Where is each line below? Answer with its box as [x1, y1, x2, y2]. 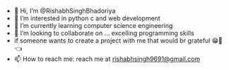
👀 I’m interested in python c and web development [13, 14, 160, 22]
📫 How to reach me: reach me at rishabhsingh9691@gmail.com [13, 55, 201, 63]
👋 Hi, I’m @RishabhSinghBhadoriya [13, 7, 116, 15]
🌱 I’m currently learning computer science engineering [13, 22, 173, 29]
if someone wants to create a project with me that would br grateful [13, 36, 211, 45]
